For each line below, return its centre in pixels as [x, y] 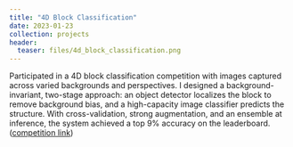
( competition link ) [41, 133]
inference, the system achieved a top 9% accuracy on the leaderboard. [140, 123]
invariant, [26, 95]
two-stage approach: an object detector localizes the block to [158, 95]
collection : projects [49, 34]
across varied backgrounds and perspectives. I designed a [117, 86]
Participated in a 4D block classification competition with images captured [146, 76]
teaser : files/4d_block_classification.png [99, 51]
